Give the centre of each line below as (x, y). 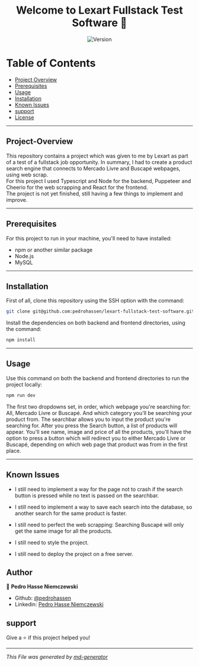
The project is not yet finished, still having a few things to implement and (95, 194)
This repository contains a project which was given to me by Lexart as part (97, 156)
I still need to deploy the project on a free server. (74, 554)
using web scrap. (27, 175)
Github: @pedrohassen (43, 598)
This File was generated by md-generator (57, 657)
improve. (17, 200)
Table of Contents (51, 63)
